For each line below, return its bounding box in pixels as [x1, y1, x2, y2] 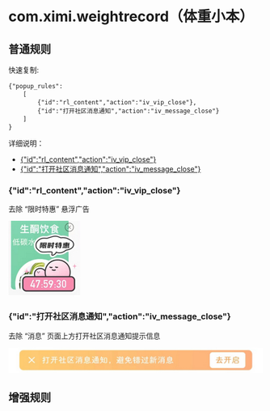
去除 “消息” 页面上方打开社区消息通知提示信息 [8, 331, 161, 341]
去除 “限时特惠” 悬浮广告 [8, 204, 91, 214]
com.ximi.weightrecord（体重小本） [8, 7, 255, 26]
